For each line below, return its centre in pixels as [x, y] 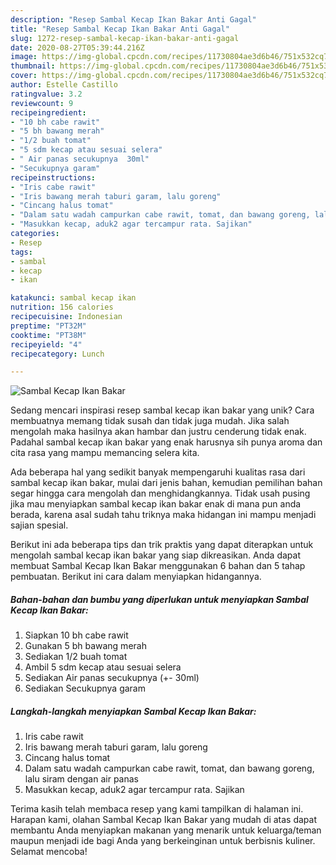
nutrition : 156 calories [62, 307]
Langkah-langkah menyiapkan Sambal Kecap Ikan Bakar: [133, 711]
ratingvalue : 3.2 [46, 94]
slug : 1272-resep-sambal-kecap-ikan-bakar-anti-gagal [125, 38]
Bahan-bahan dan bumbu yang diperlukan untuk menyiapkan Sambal [159, 599]
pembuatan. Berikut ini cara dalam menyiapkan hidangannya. [136, 577]
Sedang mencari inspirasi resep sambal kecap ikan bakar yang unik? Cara [162, 410]
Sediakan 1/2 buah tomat [76, 657]
